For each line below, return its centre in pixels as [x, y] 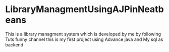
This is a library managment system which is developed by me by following [83, 34]
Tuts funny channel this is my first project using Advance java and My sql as [84, 39]
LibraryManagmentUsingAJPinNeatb [84, 9]
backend [14, 44]
